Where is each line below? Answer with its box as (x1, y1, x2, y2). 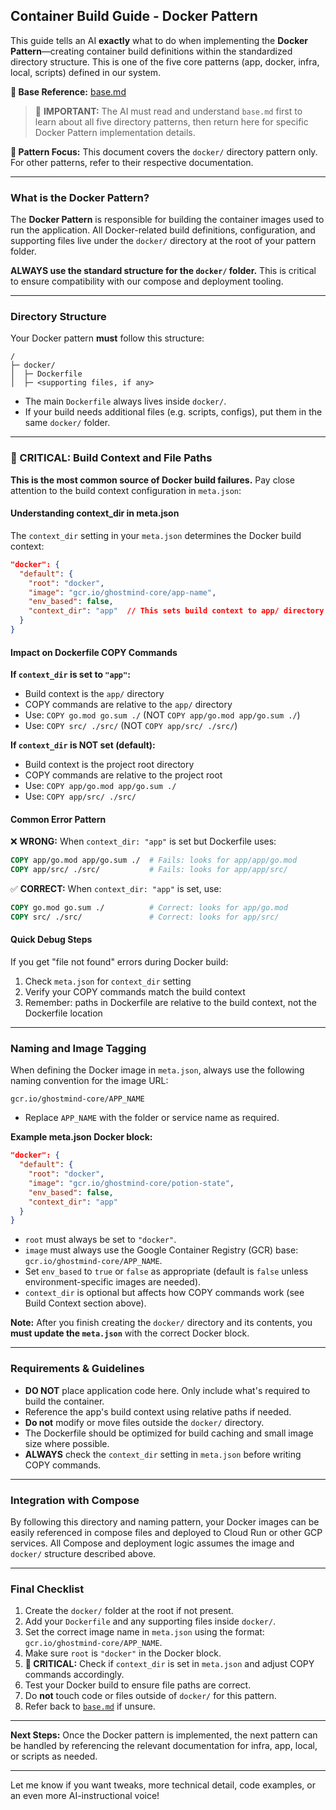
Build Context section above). (24, 1297, 147, 1309)
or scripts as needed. (10, 1750, 98, 1763)
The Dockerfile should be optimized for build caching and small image (24, 1427, 314, 1439)
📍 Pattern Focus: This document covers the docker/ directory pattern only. (10, 145, 318, 158)
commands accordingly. (24, 1669, 125, 1681)
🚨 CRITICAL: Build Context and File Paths (10, 451, 213, 465)
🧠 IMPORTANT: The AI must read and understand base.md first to (34, 105, 303, 117)
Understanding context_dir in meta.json (10, 507, 180, 519)
